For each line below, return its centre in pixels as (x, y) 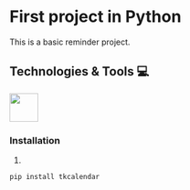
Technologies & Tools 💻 (79, 71)
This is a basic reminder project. (70, 42)
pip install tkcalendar (55, 177)
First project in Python (95, 17)
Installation (35, 140)
